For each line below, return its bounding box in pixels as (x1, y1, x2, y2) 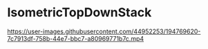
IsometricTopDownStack (7, 5, 152, 20)
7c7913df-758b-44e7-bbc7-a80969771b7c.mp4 (7, 34, 144, 42)
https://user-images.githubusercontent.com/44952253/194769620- (7, 27, 201, 35)
